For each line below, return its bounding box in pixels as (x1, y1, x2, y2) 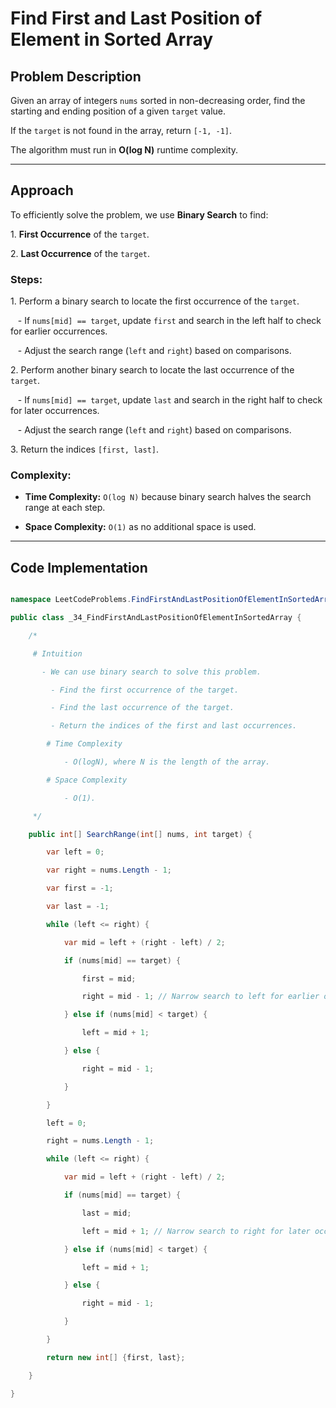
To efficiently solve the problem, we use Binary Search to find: (10, 208, 269, 221)
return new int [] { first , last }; (46, 1352, 186, 1362)
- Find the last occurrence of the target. (50, 703, 235, 713)
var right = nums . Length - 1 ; (46, 865, 172, 876)
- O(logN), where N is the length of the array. (63, 757, 271, 767)
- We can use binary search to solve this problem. (41, 667, 262, 677)
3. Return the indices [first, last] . (10, 443, 160, 456)
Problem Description (10, 68, 142, 85)
